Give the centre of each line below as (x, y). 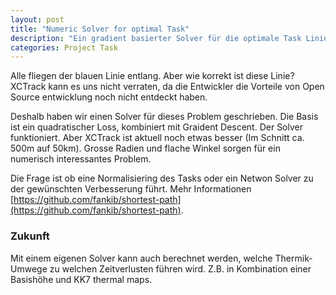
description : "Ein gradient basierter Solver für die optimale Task (156, 38)
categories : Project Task (64, 47)
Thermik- (293, 258)
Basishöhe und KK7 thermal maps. (81, 279)
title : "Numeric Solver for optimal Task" (100, 29)
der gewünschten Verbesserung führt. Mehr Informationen (131, 189)
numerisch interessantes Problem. (81, 159)
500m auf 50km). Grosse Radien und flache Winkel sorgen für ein (145, 148)
